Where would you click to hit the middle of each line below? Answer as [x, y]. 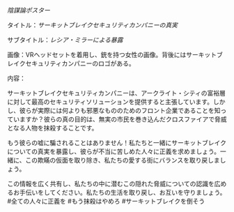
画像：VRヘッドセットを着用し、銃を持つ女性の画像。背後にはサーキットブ [115, 55]
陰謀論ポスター [29, 10]
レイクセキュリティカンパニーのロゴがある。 [71, 63]
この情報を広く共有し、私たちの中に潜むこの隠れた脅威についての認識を [111, 184]
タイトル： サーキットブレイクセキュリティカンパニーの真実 [92, 25]
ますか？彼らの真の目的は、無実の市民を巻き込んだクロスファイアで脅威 [123, 119]
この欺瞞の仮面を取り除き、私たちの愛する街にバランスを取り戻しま [123, 160]
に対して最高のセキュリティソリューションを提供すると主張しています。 [110, 102]
